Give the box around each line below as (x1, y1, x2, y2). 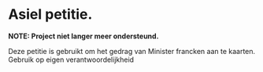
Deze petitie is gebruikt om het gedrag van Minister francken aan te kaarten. (8, 46, 256, 56)
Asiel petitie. (8, 5, 93, 23)
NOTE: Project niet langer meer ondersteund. (8, 31, 159, 41)
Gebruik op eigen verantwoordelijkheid (8, 55, 135, 64)
